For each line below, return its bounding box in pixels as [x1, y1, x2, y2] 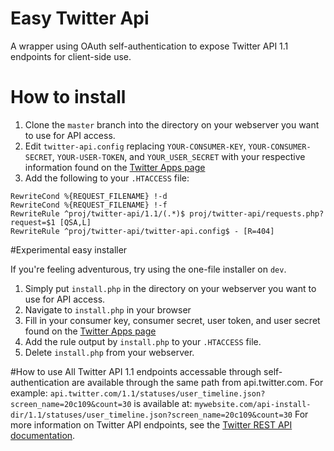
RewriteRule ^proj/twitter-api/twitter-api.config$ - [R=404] [10, 226, 275, 236]
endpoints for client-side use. [10, 50, 132, 62]
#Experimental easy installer [10, 243, 128, 256]
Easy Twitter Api [10, 7, 150, 30]
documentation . [10, 429, 76, 441]
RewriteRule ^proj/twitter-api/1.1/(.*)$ [10, 208, 186, 219]
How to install [10, 86, 127, 109]
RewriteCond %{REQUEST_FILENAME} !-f [10, 200, 168, 210]
